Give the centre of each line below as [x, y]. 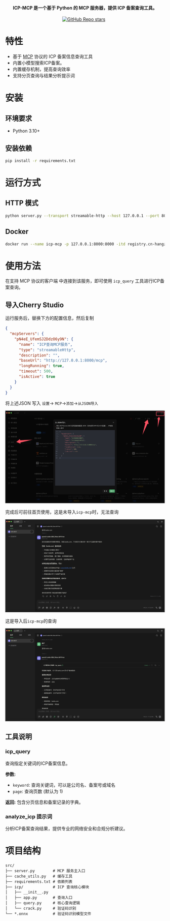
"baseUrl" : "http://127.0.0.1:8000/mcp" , [63, 361]
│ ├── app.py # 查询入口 [39, 898]
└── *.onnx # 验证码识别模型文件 [48, 914]
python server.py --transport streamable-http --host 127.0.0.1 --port [82, 216]
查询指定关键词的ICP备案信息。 [38, 763]
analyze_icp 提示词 [29, 816]
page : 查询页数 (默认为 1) [38, 791]
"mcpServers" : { [27, 334]
